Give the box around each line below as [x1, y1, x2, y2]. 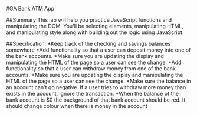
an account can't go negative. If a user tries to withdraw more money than [6, 84, 186, 90]
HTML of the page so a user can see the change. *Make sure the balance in [6, 77, 191, 84]
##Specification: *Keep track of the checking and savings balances [6, 40, 171, 47]
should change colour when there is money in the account [6, 103, 147, 109]
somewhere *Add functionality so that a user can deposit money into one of [6, 46, 191, 53]
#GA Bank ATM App [6, 5, 55, 12]
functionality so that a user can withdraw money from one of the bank [6, 65, 176, 72]
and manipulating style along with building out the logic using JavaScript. [6, 29, 184, 36]
